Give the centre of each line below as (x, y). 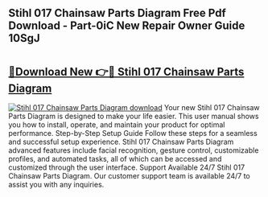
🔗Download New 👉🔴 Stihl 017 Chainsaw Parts (126, 72)
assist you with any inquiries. (56, 185)
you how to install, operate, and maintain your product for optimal (117, 125)
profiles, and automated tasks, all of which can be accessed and (115, 159)
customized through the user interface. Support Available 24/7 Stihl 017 (127, 167)
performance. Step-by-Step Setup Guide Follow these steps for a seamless (133, 133)
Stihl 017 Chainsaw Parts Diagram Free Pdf (118, 13)
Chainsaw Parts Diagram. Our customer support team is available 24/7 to (130, 176)
